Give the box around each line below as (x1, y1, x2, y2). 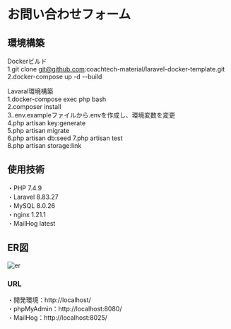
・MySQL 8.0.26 (7, 201, 55, 209)
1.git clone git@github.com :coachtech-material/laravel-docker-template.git (7, 65, 225, 73)
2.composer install (7, 103, 61, 110)
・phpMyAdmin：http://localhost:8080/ (7, 304, 122, 313)
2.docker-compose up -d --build (7, 72, 102, 81)
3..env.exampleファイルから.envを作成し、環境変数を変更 (7, 111, 175, 119)
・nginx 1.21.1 (7, 210, 46, 219)
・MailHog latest (7, 219, 56, 227)
